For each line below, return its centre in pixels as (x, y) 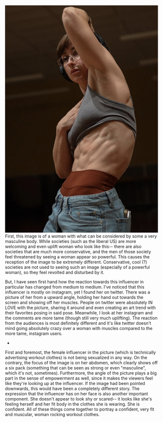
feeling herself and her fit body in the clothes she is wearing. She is (72, 404)
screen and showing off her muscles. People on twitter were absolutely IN (79, 302)
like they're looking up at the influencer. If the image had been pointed (75, 383)
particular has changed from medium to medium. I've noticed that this (75, 287)
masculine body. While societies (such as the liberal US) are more (71, 241)
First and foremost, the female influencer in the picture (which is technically (81, 352)
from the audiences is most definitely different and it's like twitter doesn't (78, 323)
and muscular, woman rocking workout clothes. (52, 414)
